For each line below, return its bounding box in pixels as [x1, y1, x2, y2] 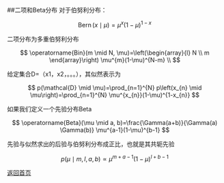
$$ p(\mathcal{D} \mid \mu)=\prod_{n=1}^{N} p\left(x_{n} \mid [27, 83, 202, 91]
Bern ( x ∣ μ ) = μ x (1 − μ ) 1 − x [78, 20, 152, 29]
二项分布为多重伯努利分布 [7, 35, 79, 43]
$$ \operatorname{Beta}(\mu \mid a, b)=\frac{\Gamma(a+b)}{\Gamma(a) [12, 118, 218, 126]
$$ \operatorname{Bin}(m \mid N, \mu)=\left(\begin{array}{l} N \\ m [20, 48, 210, 57]
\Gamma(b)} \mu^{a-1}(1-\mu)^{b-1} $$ [59, 126, 170, 134]
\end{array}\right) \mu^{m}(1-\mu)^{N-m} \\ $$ [48, 55, 181, 64]
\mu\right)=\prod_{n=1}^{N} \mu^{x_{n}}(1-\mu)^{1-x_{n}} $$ [29, 91, 200, 99]
